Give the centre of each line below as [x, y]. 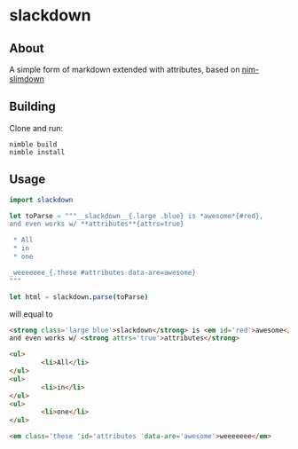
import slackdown [41, 200]
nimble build [33, 144]
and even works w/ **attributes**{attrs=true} [97, 224]
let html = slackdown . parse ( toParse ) [79, 297]
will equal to [31, 314]
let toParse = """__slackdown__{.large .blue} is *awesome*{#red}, [137, 216]
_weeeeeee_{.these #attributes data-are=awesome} [103, 272]
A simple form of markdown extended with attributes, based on [125, 69]
